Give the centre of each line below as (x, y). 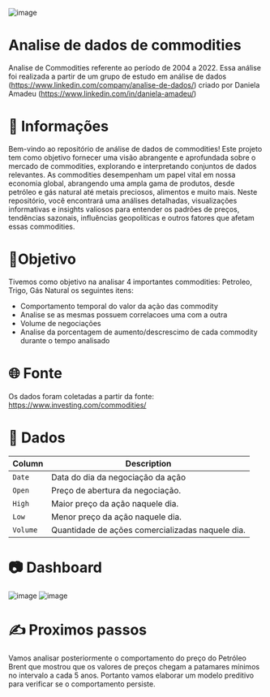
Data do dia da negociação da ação (119, 477)
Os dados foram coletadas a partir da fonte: (81, 396)
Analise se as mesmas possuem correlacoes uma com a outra (124, 314)
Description (148, 463)
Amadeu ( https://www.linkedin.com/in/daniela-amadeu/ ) (103, 93)
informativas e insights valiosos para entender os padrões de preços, (124, 209)
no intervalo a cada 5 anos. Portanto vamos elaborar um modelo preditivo (131, 675)
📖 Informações (59, 127)
